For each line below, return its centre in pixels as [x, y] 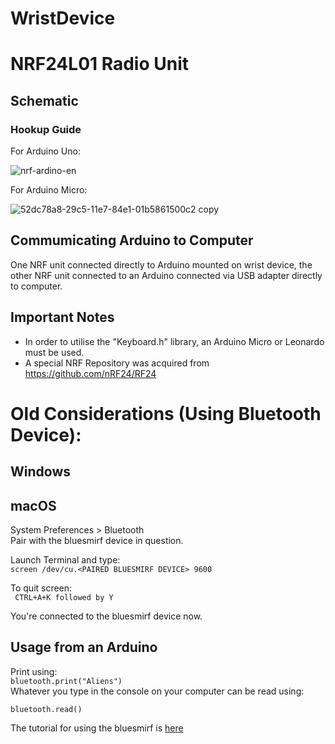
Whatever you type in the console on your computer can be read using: [157, 691]
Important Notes [62, 317]
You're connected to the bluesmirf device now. [106, 616]
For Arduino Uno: [45, 151]
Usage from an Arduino [84, 647]
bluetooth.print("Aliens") [66, 681]
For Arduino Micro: [49, 190]
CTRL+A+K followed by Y [64, 598]
